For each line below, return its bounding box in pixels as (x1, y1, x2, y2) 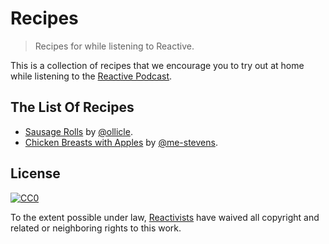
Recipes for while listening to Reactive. (34, 40, 195, 52)
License (10, 165, 61, 182)
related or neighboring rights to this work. (10, 222, 182, 234)
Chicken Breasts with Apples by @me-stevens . (24, 136, 218, 148)
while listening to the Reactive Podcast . (10, 70, 173, 82)
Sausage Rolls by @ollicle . (24, 125, 133, 137)
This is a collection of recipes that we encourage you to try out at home (10, 59, 305, 71)
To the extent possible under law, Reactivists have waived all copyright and (10, 211, 320, 223)
